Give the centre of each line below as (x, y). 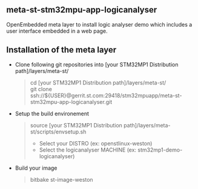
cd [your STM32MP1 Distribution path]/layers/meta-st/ (98, 82)
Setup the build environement (52, 114)
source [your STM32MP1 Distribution (76, 125)
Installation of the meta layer (61, 50)
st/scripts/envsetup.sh (58, 132)
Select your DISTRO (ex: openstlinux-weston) (96, 143)
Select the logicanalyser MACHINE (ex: (88, 150)
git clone (41, 89)
